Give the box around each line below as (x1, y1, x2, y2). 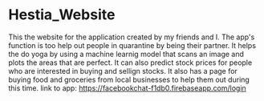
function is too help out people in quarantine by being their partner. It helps (8, 40, 257, 50)
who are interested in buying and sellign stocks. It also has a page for (8, 66, 238, 75)
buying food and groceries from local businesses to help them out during (8, 75, 250, 84)
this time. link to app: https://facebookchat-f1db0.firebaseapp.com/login (8, 83, 246, 93)
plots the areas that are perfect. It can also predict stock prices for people (8, 58, 253, 67)
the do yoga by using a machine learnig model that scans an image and (8, 49, 245, 59)
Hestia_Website (8, 6, 116, 24)
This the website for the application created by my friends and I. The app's (8, 32, 255, 42)
